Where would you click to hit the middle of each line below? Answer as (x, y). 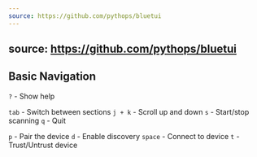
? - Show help (32, 96)
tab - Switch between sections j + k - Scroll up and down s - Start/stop (129, 111)
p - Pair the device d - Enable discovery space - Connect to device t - (124, 136)
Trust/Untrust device (43, 145)
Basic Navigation (52, 77)
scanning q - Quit (37, 120)
